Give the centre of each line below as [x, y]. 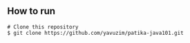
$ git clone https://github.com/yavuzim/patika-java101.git [96, 33]
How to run [31, 11]
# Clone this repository [43, 27]
